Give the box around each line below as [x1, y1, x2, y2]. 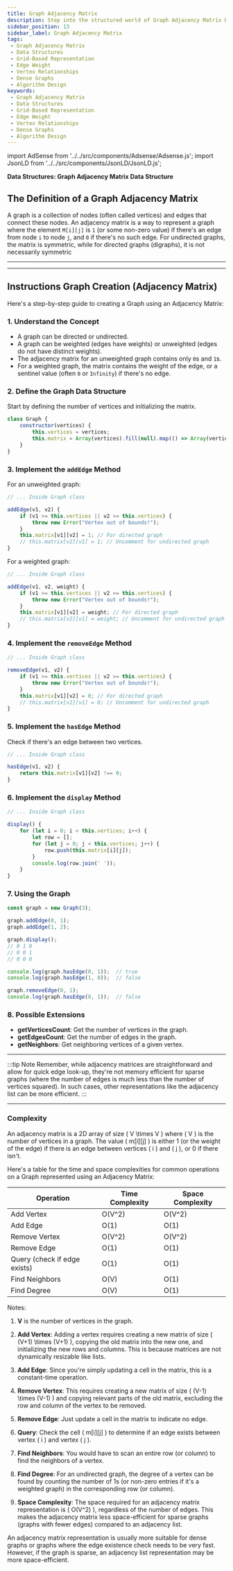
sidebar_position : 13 [7, 23, 70, 30]
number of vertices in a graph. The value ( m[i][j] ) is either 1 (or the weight [7, 1137, 221, 1145]
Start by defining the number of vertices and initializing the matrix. [7, 402, 196, 411]
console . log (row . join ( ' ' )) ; [32, 859, 116, 867]
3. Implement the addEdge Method [7, 464, 121, 474]
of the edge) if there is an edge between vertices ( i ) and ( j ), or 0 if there [7, 1144, 218, 1152]
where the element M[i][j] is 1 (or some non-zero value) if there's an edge [7, 226, 222, 234]
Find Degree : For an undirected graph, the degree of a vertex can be [17, 1470, 214, 1478]
